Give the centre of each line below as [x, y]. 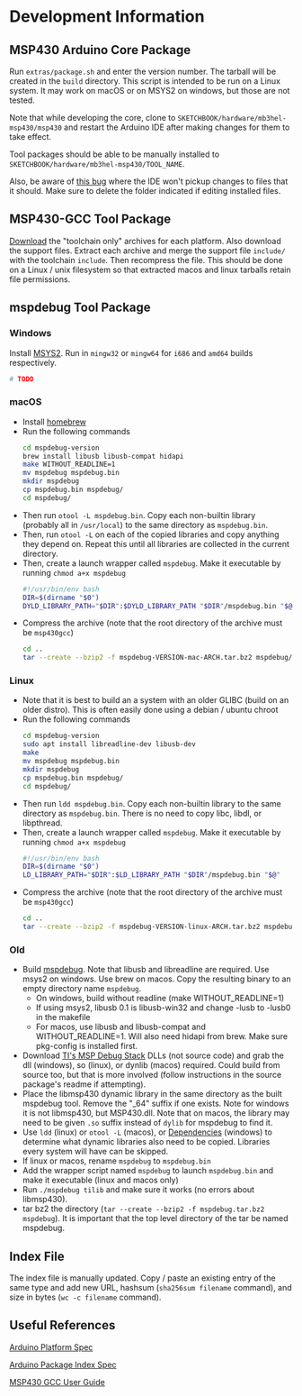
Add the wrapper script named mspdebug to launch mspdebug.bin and [148, 1171]
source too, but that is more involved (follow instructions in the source [152, 1075]
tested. [22, 100]
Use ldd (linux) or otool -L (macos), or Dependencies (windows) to [147, 1132]
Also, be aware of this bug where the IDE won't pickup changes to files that [149, 181]
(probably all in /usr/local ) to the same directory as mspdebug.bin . [145, 525]
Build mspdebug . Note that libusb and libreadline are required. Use [146, 970]
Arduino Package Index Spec [63, 1364]
